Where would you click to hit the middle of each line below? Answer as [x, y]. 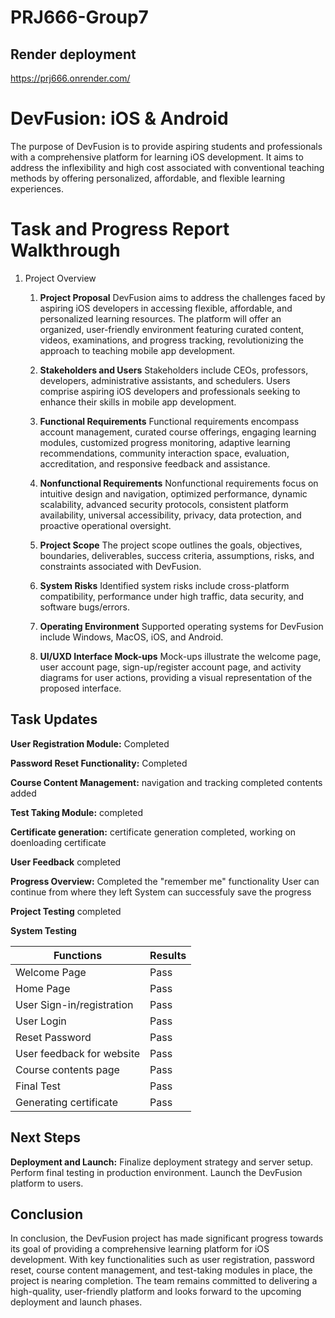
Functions [78, 955]
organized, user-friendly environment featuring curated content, [172, 329]
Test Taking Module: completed [76, 812]
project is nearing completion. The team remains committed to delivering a [164, 1281]
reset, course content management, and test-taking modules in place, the [161, 1270]
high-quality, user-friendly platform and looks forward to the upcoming [156, 1292]
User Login [41, 1021]
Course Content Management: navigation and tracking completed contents [166, 782]
